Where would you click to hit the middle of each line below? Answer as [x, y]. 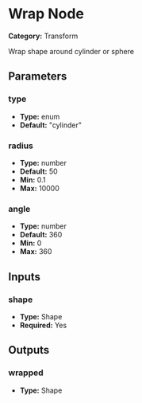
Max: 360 [36, 252]
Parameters [38, 76]
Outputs [29, 350]
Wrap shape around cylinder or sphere [71, 51]
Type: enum [40, 116]
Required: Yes [43, 325]
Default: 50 [38, 171]
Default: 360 [41, 235]
